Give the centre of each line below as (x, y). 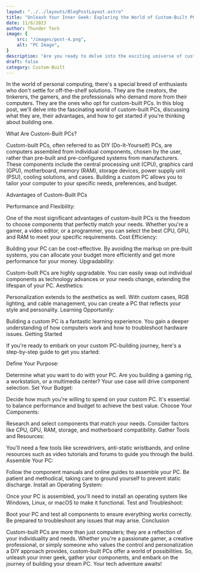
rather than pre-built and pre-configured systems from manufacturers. (93, 158)
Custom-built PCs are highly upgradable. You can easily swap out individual (99, 273)
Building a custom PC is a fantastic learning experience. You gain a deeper (98, 321)
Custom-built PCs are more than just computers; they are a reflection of (94, 532)
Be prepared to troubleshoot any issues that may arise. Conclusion (88, 520)
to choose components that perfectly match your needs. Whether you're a (97, 224)
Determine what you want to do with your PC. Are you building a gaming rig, (99, 375)
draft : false (22, 61)
